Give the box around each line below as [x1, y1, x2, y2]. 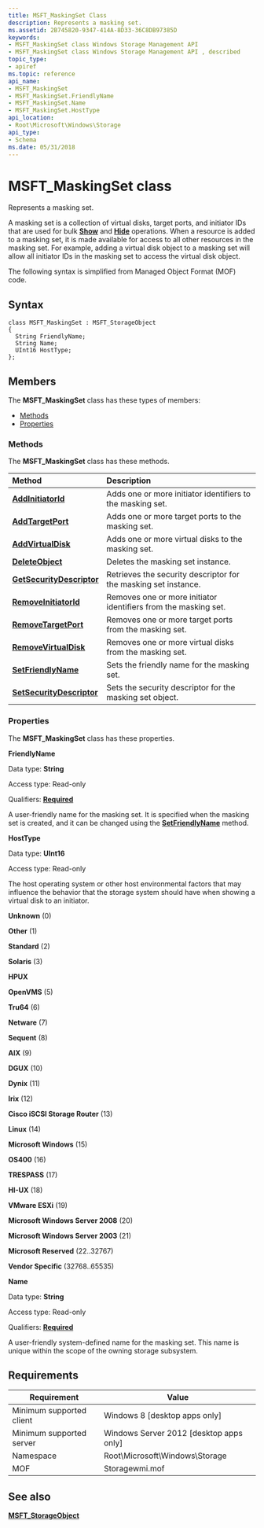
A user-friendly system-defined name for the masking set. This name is [8, 1338, 240, 1347]
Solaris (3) [8, 956, 43, 966]
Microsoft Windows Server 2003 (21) [8, 1231, 132, 1240]
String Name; [15, 340, 58, 348]
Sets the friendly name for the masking [106, 660, 250, 671]
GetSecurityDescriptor [12, 574, 100, 585]
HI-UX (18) [8, 1185, 43, 1195]
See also [8, 1489, 51, 1503]
